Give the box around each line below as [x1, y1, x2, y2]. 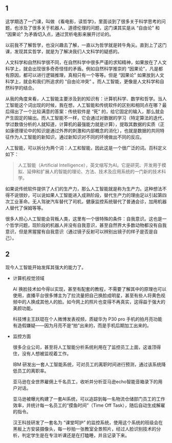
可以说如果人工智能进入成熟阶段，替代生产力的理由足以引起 [32, 192, 158, 198]
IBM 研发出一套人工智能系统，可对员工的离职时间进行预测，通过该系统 [12, 361, 162, 367]
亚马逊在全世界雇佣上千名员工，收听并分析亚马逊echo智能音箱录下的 [12, 378, 158, 385]
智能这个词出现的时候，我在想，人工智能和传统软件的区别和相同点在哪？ [9, 102, 162, 108]
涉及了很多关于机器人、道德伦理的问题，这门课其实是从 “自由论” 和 [18, 25, 160, 31]
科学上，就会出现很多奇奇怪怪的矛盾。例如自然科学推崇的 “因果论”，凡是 [5, 65, 159, 72]
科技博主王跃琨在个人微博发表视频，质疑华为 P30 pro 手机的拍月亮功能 [12, 316, 163, 322]
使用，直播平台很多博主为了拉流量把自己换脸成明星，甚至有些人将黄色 [12, 292, 161, 298]
